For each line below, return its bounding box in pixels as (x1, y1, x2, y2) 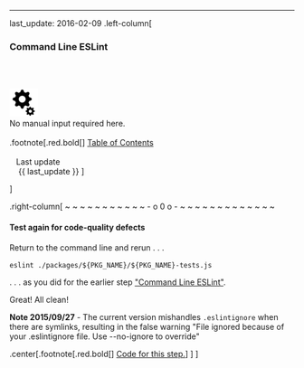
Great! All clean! (9, 294, 70, 305)
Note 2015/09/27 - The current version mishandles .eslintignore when (9, 311, 279, 322)
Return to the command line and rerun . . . (9, 241, 165, 253)
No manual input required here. (9, 118, 126, 129)
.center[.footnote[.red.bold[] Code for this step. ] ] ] (9, 348, 199, 359)
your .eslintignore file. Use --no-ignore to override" (9, 331, 201, 342)
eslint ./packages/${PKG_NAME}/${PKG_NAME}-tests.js (9, 260, 213, 269)
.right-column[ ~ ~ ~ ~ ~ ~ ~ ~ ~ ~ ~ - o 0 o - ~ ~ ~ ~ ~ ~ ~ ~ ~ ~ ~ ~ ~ (9, 201, 276, 212)
